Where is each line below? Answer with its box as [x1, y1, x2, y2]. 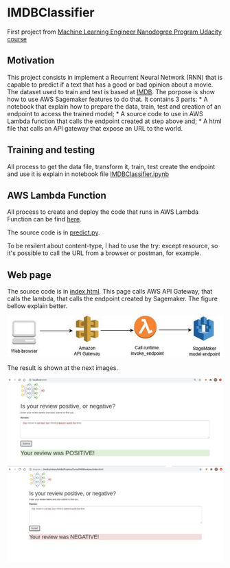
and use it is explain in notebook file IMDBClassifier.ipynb [7, 170, 170, 178]
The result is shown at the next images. [7, 364, 119, 372]
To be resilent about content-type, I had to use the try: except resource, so [7, 242, 218, 250]
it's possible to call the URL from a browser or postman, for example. [7, 249, 202, 257]
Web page [7, 269, 51, 281]
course [7, 34, 27, 43]
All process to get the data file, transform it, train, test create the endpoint [7, 162, 216, 171]
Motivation [7, 55, 55, 67]
